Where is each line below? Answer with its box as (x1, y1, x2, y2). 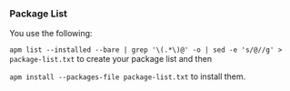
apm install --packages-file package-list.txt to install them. (9, 71, 246, 82)
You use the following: (9, 28, 93, 39)
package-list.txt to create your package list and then (9, 54, 212, 65)
